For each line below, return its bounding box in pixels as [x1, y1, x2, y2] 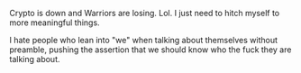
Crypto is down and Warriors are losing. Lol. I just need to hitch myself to [9, 8, 280, 18]
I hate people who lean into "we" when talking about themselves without [9, 35, 278, 45]
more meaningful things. [9, 17, 101, 28]
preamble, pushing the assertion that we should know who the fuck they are [9, 44, 292, 55]
